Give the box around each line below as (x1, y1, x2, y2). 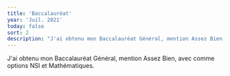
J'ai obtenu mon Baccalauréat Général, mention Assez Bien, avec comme (7, 54, 215, 62)
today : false (7, 23, 45, 29)
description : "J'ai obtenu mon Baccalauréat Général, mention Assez (7, 36, 207, 42)
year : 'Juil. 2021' (7, 16, 63, 23)
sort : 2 (7, 29, 30, 36)
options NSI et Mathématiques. (7, 62, 95, 70)
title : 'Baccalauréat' (7, 10, 72, 17)
